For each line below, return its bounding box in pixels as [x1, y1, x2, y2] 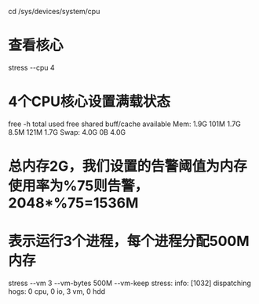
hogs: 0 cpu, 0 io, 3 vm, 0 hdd [8, 287, 106, 296]
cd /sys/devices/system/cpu [8, 7, 100, 16]
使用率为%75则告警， [8, 177, 149, 195]
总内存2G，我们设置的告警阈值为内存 [8, 157, 247, 176]
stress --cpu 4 [8, 63, 55, 72]
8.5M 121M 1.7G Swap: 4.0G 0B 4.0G [8, 127, 126, 136]
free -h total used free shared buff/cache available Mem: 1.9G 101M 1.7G [8, 119, 242, 128]
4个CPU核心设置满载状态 [8, 93, 171, 110]
